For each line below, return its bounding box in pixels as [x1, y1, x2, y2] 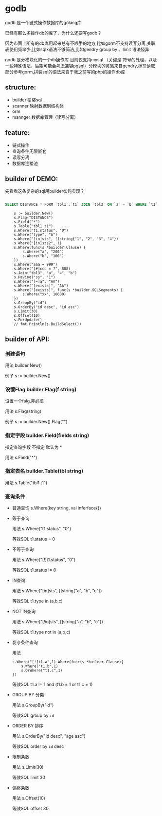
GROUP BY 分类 [12, 692, 44, 698]
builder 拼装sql [12, 97, 42, 103]
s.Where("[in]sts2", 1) [14, 241, 62, 246]
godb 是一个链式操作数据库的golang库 [5, 19, 82, 25]
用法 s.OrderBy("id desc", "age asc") [12, 733, 86, 739]
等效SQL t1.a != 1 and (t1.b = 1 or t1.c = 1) [12, 682, 93, 688]
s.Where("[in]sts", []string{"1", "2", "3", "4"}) [14, 236, 119, 241]
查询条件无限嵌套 [12, 148, 47, 154]
